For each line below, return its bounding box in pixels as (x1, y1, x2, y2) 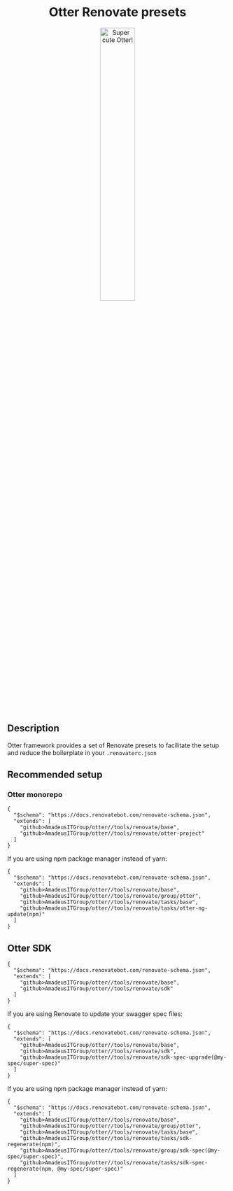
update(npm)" (7, 911, 45, 918)
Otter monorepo (7, 790, 63, 800)
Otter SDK (7, 942, 52, 954)
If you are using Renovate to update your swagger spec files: (7, 1010, 183, 1018)
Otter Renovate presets (48, 4, 187, 20)
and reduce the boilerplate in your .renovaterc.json (7, 748, 157, 756)
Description (7, 722, 59, 735)
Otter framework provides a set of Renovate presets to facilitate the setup (7, 741, 220, 749)
